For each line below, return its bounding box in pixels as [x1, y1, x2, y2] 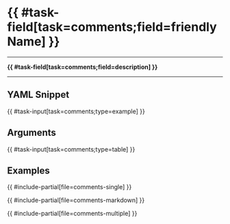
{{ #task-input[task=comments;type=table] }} [7, 145, 136, 153]
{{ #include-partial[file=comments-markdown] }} [7, 196, 145, 204]
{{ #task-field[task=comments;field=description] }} [7, 63, 158, 71]
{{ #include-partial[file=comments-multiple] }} [7, 210, 138, 218]
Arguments [7, 127, 57, 139]
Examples [7, 165, 50, 176]
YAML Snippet [7, 89, 70, 100]
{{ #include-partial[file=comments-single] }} [7, 183, 132, 191]
